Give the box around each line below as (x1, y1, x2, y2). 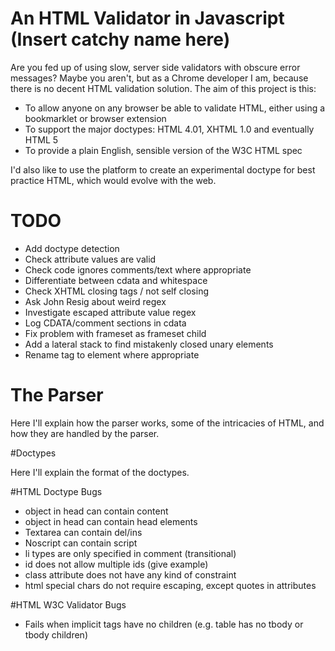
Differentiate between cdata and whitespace (24, 274, 208, 286)
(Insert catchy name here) (10, 28, 231, 51)
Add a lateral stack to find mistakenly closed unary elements (24, 338, 274, 350)
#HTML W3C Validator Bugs (10, 598, 127, 611)
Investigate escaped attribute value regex (24, 306, 197, 318)
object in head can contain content (24, 505, 169, 517)
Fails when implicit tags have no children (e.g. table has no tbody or (24, 618, 304, 630)
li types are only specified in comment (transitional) (24, 547, 237, 559)
